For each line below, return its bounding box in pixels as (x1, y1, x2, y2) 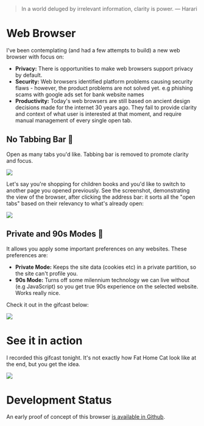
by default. (15, 71, 43, 79)
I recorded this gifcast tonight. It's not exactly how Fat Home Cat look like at (6, 353, 197, 361)
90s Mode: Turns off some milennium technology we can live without (15, 276, 190, 283)
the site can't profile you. (15, 269, 78, 277)
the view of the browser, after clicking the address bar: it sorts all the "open (6, 193, 196, 201)
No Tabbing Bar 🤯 (6, 134, 74, 145)
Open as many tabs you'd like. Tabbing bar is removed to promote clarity (6, 151, 189, 158)
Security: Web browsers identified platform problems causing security (15, 77, 193, 85)
